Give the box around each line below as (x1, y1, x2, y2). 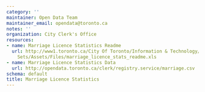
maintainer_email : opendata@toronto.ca (6, 20, 108, 26)
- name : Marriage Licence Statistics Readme (6, 43, 121, 49)
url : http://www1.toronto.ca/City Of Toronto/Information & (12, 48, 168, 54)
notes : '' (6, 25, 32, 32)
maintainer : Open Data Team (6, 15, 78, 21)
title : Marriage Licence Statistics (6, 76, 99, 82)
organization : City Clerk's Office (6, 31, 97, 38)
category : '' (6, 8, 40, 15)
